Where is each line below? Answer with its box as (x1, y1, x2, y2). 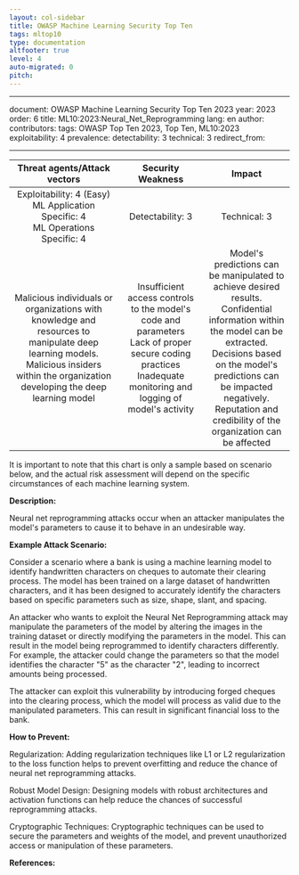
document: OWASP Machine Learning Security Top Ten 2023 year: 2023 (9, 103, 276, 114)
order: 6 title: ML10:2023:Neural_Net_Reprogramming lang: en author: (9, 113, 265, 124)
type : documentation (9, 37, 86, 47)
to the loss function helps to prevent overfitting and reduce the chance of (9, 758, 279, 769)
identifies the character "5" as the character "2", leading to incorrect (9, 658, 260, 669)
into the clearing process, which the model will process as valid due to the (9, 695, 281, 706)
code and (141, 314, 181, 326)
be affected (222, 436, 271, 448)
